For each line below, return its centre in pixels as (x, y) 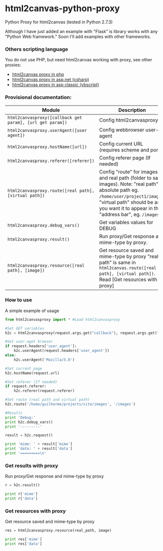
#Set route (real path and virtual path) (48, 400)
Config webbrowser (122, 129)
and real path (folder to (125, 178)
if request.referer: (26, 386)
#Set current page (24, 368)
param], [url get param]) (37, 122)
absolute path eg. (119, 190)
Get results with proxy (32, 465)
